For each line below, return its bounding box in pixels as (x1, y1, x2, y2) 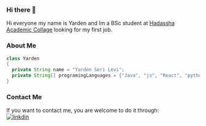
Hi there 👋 (6, 6, 37, 14)
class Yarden (6, 55, 40, 61)
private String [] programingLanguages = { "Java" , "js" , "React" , (12, 73, 183, 79)
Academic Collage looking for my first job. (6, 26, 113, 33)
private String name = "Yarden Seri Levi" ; (12, 67, 124, 73)
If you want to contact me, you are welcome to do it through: (6, 107, 159, 114)
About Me (6, 41, 37, 50)
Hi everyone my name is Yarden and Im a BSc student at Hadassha (6, 20, 175, 27)
